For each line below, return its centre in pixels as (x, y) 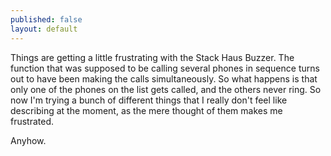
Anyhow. (28, 140)
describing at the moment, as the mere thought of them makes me (146, 110)
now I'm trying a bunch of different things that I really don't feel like (149, 100)
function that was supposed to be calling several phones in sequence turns (165, 68)
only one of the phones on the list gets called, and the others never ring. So (166, 89)
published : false (46, 19)
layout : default (44, 29)
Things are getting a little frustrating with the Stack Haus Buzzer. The (152, 57)
